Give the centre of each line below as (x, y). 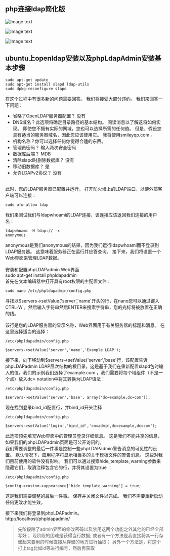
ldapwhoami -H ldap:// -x (32, 231)
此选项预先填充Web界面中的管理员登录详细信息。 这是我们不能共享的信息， (84, 436)
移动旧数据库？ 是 (31, 166)
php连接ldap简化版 (35, 9)
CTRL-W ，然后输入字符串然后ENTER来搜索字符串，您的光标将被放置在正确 (84, 307)
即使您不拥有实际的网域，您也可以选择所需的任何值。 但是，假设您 (92, 129)
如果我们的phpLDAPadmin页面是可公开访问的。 (55, 442)
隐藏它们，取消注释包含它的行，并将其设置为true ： (59, 467)
